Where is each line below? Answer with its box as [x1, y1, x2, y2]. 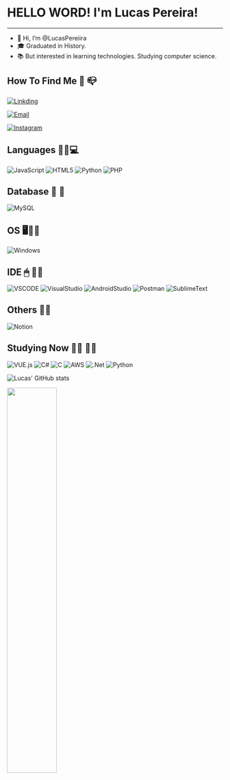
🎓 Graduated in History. [16, 41, 87, 49]
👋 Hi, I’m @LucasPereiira [16, 34, 87, 42]
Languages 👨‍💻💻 [7, 144, 79, 156]
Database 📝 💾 [7, 185, 65, 197]
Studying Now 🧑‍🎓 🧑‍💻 [7, 342, 97, 354]
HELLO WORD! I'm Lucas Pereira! [7, 5, 199, 21]
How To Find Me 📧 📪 [7, 75, 97, 87]
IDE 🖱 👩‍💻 [7, 266, 43, 278]
